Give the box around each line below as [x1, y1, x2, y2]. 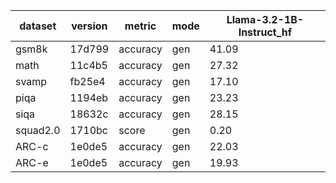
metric [124, 19, 157, 33]
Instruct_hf [238, 25, 293, 39]
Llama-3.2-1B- [226, 13, 305, 26]
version [71, 19, 108, 33]
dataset [19, 19, 57, 33]
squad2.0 [15, 124, 61, 137]
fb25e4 [69, 75, 106, 88]
